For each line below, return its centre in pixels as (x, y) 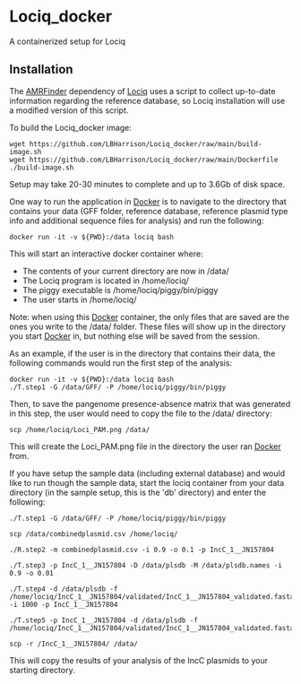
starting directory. (42, 670)
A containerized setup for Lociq (68, 41)
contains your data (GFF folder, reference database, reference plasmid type (149, 211)
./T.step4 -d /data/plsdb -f (64, 589)
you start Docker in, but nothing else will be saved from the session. (134, 336)
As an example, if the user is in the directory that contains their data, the (142, 353)
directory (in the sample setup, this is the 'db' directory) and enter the (138, 492)
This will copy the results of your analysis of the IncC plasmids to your (139, 660)
